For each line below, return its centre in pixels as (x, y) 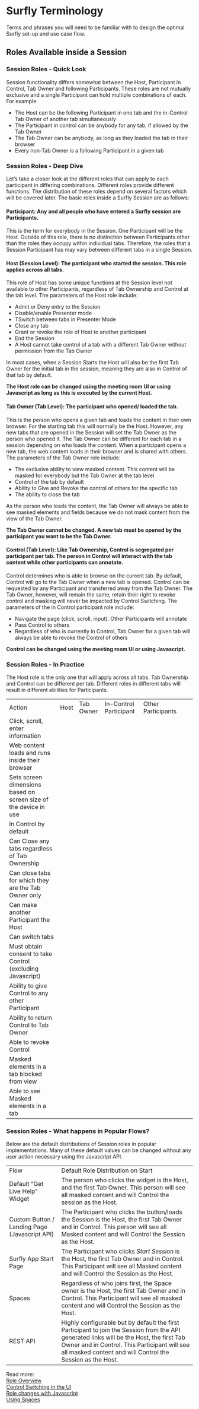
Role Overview (24, 1381)
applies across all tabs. (35, 269)
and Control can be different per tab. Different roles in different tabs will (93, 684)
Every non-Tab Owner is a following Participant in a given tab (89, 150)
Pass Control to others (42, 625)
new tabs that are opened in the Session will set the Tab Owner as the (91, 432)
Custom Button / (32, 1220)
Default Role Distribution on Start (107, 1170)
